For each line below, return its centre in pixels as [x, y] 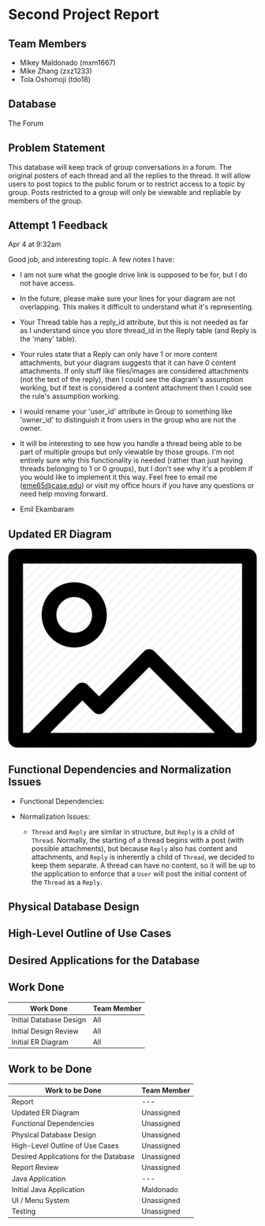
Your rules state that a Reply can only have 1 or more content [118, 354]
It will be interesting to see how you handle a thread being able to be [131, 444]
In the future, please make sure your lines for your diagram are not [127, 298]
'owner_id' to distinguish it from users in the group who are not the [128, 420]
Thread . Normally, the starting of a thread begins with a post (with [138, 840]
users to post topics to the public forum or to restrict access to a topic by [127, 184]
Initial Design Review [45, 1031]
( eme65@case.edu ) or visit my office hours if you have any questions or [137, 486]
